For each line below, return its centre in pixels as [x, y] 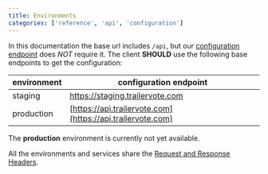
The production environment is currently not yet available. [104, 138]
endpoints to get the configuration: [65, 62]
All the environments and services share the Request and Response [119, 153]
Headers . [24, 162]
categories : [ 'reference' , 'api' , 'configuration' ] [96, 23]
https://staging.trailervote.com [126, 95]
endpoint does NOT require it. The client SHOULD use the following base [128, 54]
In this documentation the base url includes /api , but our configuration [124, 45]
